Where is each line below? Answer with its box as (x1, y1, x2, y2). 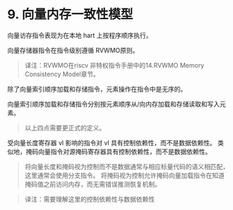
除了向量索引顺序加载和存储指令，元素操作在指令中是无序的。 (7, 85, 187, 93)
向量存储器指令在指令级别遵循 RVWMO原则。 (7, 46, 139, 54)
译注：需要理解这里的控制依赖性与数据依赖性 (24, 194, 155, 203)
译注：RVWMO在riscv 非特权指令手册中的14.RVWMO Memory (24, 61, 205, 69)
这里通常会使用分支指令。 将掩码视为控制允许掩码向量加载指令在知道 (24, 171, 225, 180)
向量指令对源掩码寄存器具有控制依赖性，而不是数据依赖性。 (37, 147, 212, 156)
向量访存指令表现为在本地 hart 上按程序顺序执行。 (7, 31, 153, 39)
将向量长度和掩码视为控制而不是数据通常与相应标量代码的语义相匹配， (24, 162, 229, 171)
